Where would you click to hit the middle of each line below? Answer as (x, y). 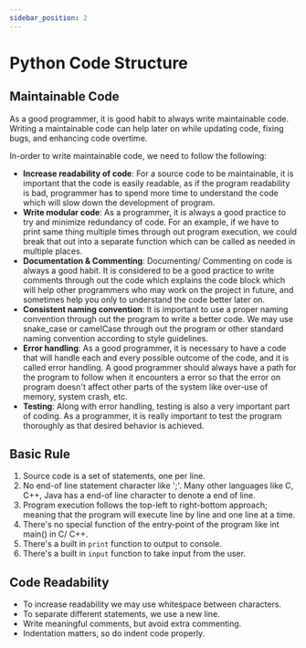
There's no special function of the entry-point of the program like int (151, 525)
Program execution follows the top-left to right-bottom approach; (145, 505)
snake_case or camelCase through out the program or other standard (153, 329)
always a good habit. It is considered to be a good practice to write (148, 270)
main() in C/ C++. (55, 534)
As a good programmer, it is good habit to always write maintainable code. (149, 119)
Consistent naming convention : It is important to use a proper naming (155, 309)
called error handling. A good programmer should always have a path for (159, 367)
